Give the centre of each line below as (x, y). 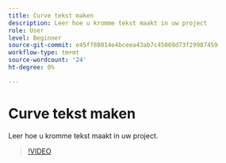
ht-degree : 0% (32, 68)
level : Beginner (35, 38)
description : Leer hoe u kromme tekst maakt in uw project (108, 23)
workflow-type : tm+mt (44, 52)
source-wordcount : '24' (48, 60)
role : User (26, 30)
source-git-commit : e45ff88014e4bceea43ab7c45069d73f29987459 (113, 45)
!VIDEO (39, 151)
